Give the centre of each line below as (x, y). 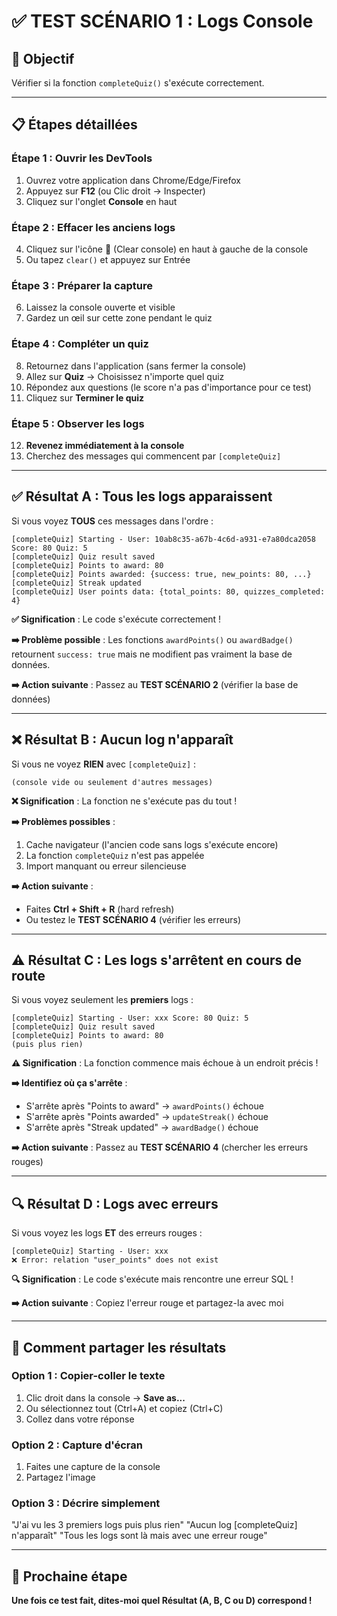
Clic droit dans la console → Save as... (105, 1397)
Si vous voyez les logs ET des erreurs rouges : (107, 1233)
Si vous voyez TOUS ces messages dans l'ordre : (112, 521)
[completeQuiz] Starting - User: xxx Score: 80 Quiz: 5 (130, 1018)
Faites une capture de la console (93, 1467)
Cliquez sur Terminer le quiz (85, 397)
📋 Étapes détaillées (74, 125)
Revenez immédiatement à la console (105, 445)
